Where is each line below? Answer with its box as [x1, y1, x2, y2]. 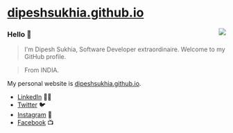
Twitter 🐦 [17, 100, 46, 109]
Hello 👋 [7, 30, 32, 39]
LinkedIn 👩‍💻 [17, 93, 52, 101]
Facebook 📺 [17, 118, 54, 127]
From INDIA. [24, 66, 60, 74]
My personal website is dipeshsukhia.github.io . [7, 80, 141, 88]
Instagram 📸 [17, 111, 52, 119]
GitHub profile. [24, 53, 67, 61]
